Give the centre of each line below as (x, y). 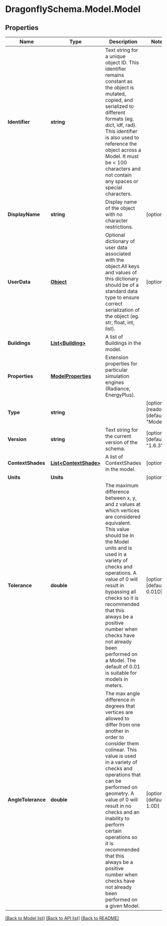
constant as (119, 81)
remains (115, 75)
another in (117, 731)
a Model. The (121, 660)
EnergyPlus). (120, 395)
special (114, 187)
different (115, 112)
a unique (115, 56)
